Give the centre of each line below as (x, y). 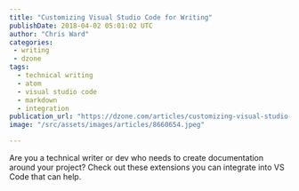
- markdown (37, 100)
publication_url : (41, 116)
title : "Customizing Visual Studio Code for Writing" (111, 17)
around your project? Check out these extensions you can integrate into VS (147, 167)
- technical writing (55, 76)
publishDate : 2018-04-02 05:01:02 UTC (81, 26)
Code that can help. (45, 177)
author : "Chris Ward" (49, 34)
